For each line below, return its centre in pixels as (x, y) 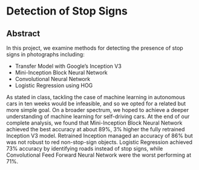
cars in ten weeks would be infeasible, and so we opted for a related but (96, 103)
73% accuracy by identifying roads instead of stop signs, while (85, 149)
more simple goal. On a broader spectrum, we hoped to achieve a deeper (98, 110)
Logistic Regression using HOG (54, 85)
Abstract (23, 34)
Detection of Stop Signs (67, 11)
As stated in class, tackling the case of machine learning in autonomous (96, 97)
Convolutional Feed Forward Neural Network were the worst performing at (99, 155)
